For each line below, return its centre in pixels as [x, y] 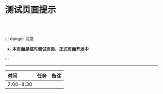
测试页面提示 [31, 10]
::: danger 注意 [19, 39]
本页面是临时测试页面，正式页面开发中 [50, 49]
